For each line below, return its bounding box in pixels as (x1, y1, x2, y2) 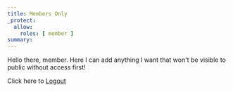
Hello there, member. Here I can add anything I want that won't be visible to (7, 55, 227, 64)
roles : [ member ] (20, 29, 74, 37)
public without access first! (7, 63, 86, 72)
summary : (7, 37, 33, 44)
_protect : (7, 17, 37, 24)
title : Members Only (7, 10, 68, 18)
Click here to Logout (7, 77, 67, 85)
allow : (13, 23, 33, 30)
